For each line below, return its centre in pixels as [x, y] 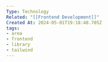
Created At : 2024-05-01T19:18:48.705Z [54, 22]
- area [14, 34]
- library [18, 45]
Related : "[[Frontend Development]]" [53, 17]
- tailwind [20, 50]
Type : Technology [28, 12]
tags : [13, 28]
